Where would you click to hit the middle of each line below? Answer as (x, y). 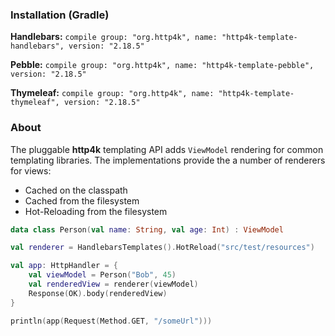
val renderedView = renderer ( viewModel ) (113, 284)
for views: (31, 170)
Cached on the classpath (76, 190)
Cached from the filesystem (82, 200)
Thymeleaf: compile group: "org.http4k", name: (112, 93)
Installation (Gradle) (60, 15)
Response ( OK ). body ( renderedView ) (98, 293)
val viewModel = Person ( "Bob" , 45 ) (102, 275)
